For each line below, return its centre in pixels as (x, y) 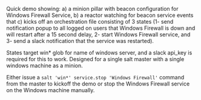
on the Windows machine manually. (51, 90)
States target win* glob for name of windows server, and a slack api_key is (99, 53)
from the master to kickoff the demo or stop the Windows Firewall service (98, 84)
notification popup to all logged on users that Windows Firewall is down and (101, 28)
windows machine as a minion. (44, 65)
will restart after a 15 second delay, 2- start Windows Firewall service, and (98, 35)
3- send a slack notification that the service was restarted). (80, 41)
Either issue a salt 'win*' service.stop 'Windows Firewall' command (95, 77)
